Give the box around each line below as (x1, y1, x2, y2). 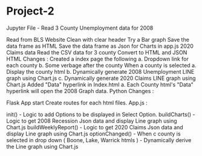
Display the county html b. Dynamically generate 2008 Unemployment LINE (6, 68, 195, 75)
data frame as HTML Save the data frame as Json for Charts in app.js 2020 (6, 42, 194, 50)
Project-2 (6, 4, 54, 18)
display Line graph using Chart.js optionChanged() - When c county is (6, 130, 181, 137)
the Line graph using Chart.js (6, 143, 79, 150)
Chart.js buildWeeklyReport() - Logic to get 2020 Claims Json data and (6, 123, 183, 131)
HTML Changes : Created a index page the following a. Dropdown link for (6, 55, 189, 62)
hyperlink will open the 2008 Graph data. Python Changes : (6, 87, 154, 94)
